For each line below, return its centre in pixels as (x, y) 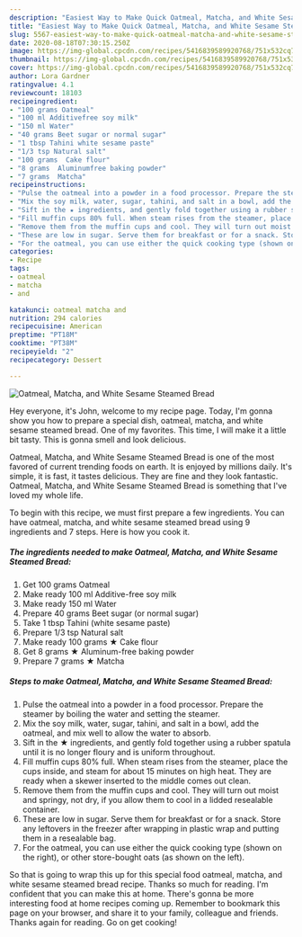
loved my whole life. (46, 495)
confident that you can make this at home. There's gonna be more (132, 893)
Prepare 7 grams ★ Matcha (73, 661)
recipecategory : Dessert (56, 360)
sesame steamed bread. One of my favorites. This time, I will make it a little (148, 430)
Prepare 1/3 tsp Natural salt (73, 632)
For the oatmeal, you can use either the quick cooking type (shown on (152, 847)
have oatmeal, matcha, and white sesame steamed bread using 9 (130, 522)
